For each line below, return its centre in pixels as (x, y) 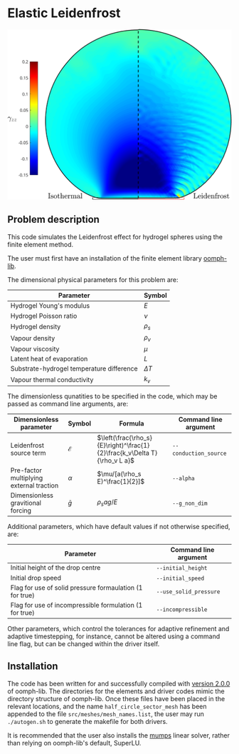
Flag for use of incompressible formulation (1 (76, 605)
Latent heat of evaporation (49, 359)
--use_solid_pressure (188, 592)
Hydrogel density (36, 326)
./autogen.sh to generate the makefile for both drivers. (88, 721)
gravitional (26, 503)
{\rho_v (107, 460)
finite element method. (40, 244)
